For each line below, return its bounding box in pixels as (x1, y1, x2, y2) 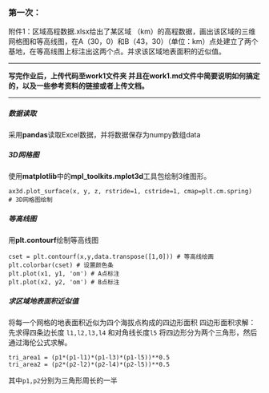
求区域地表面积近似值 (8, 296, 78, 305)
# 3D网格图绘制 (8, 196, 54, 204)
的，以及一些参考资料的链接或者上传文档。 (8, 81, 149, 91)
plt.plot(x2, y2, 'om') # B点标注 (8, 278, 120, 287)
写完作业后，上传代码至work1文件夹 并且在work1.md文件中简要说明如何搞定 (8, 71, 260, 81)
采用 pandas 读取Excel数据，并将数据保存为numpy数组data (8, 130, 201, 140)
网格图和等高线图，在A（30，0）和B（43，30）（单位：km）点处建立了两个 (8, 37, 259, 46)
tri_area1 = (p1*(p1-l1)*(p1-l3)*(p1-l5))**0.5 (8, 354, 171, 362)
